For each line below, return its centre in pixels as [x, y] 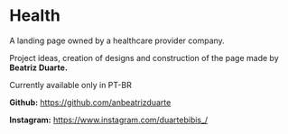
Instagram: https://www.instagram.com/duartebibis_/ [109, 120]
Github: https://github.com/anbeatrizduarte [90, 102]
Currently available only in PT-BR [71, 85]
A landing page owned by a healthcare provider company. [117, 40]
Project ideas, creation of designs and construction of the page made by [144, 58]
